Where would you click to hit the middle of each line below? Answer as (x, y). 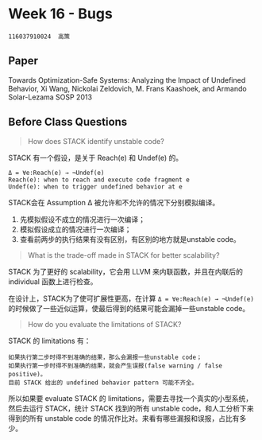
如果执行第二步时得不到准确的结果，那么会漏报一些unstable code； (105, 357)
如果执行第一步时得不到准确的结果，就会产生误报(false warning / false (115, 366)
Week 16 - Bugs (60, 14)
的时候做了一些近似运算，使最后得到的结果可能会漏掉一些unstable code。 (129, 308)
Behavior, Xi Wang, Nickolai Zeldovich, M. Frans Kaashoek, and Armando (128, 88)
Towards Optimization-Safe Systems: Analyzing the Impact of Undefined (127, 80)
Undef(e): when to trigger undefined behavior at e (95, 187)
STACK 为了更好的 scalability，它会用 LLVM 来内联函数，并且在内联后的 (126, 271)
